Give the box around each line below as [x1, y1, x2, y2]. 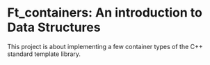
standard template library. [7, 50, 81, 58]
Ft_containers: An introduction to [7, 5, 203, 21]
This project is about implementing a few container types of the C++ [7, 42, 203, 50]
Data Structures [7, 19, 101, 35]
